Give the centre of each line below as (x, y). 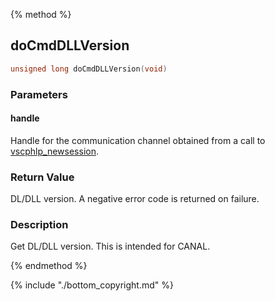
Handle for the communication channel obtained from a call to (138, 140)
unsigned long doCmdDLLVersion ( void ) (89, 69)
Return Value (42, 177)
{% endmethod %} (49, 266)
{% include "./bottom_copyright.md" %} (92, 285)
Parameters (39, 94)
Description (39, 225)
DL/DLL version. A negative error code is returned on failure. (135, 199)
